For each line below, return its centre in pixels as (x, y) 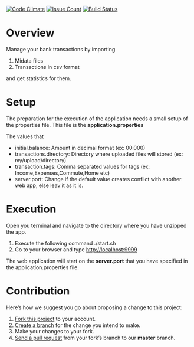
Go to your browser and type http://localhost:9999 (76, 249)
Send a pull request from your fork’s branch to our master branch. (95, 338)
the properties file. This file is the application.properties (75, 125)
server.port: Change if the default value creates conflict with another (98, 179)
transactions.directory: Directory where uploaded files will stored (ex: (99, 154)
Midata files (29, 60)
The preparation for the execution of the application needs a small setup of (97, 119)
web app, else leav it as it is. (49, 185)
